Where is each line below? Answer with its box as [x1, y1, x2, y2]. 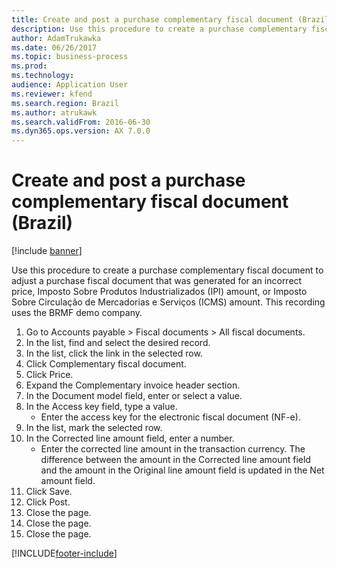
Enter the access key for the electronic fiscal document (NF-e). [40, 411, 301, 423]
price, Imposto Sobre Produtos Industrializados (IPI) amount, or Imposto [11, 286, 308, 298]
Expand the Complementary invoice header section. [25, 379, 241, 391]
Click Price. [25, 369, 74, 381]
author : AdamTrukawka [11, 33, 102, 43]
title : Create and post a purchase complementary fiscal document [11, 14, 294, 25]
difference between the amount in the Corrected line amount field [40, 454, 311, 466]
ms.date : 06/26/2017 [11, 42, 98, 53]
